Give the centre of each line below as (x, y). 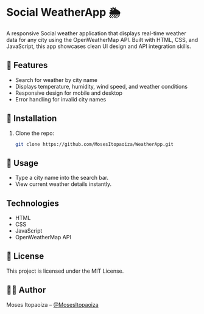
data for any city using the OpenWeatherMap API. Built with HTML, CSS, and (102, 39)
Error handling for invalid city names (61, 99)
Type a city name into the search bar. (62, 178)
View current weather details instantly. (63, 184)
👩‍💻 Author (26, 290)
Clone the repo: (35, 133)
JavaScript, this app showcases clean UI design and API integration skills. (99, 46)
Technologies (33, 203)
